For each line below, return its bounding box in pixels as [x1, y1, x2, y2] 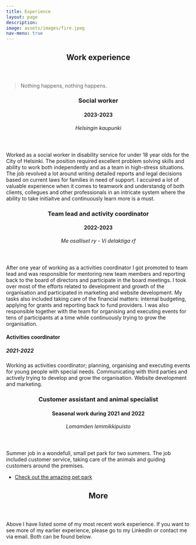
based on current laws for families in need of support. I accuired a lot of [6, 176, 180, 183]
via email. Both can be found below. [6, 533, 92, 540]
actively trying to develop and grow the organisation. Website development [6, 375, 187, 382]
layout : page [6, 14, 38, 20]
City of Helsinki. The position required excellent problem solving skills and [6, 157, 184, 165]
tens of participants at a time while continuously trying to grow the [6, 314, 166, 321]
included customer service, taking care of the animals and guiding [6, 456, 166, 463]
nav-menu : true [6, 31, 43, 36]
